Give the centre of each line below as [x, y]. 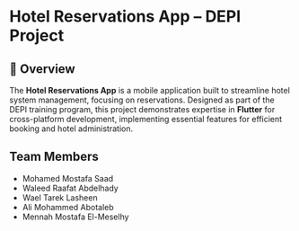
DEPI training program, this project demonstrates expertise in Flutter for [142, 109]
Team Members [54, 157]
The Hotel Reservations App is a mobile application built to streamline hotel [149, 90]
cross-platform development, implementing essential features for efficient [146, 119]
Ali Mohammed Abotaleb [68, 207]
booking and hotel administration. [71, 129]
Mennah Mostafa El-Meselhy [75, 217]
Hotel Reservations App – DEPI [125, 17]
